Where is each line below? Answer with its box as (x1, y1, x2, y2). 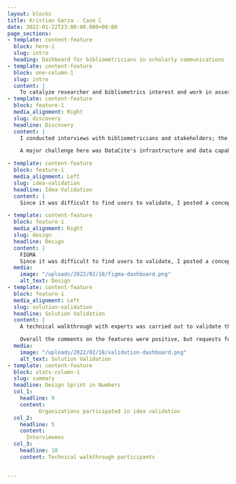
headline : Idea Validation (13, 186, 93, 193)
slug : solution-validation (13, 303, 93, 310)
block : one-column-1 (13, 69, 74, 76)
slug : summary (13, 375, 55, 382)
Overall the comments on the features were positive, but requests (20, 336, 221, 343)
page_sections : (7, 30, 52, 37)
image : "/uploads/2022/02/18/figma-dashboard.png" (20, 271, 171, 278)
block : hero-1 (13, 43, 55, 50)
